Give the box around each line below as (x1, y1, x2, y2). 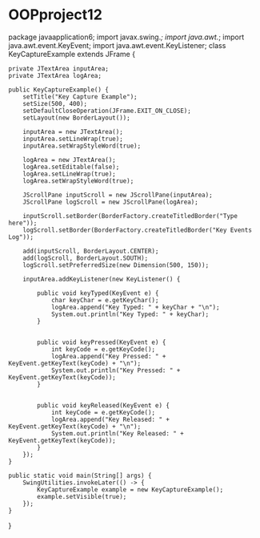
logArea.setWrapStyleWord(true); (22, 176, 134, 185)
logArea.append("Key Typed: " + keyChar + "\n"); (50, 303, 220, 311)
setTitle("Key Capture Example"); (22, 92, 138, 101)
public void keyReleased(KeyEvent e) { (37, 401, 170, 410)
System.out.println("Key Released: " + (50, 429, 184, 438)
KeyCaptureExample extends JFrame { (8, 49, 136, 59)
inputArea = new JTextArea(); (22, 127, 124, 136)
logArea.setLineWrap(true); (22, 170, 116, 178)
